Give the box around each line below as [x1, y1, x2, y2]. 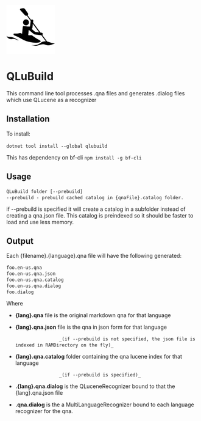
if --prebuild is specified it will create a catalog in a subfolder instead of [6, 205, 186, 213]
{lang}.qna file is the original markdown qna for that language [15, 312, 171, 319]
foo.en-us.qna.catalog [6, 277, 64, 283]
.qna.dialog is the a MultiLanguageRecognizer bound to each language [15, 401, 194, 408]
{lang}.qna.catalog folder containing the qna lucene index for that [15, 353, 183, 361]
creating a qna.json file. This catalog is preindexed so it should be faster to [6, 211, 194, 219]
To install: [6, 130, 30, 137]
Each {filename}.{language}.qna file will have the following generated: [6, 252, 182, 260]
